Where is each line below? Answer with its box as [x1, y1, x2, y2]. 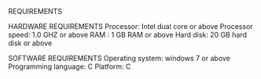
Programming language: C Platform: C [8, 62, 131, 71]
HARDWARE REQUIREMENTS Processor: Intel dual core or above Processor [8, 22, 253, 31]
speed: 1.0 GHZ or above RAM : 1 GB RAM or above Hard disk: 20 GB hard [8, 31, 248, 39]
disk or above [8, 38, 53, 48]
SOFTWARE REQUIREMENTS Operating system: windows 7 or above [8, 54, 230, 63]
